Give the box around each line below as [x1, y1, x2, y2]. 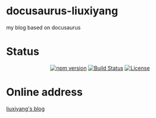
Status [6, 45, 40, 58]
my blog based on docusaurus [6, 24, 81, 31]
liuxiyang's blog [6, 105, 45, 112]
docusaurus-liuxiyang [6, 4, 118, 18]
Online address [6, 85, 83, 99]
